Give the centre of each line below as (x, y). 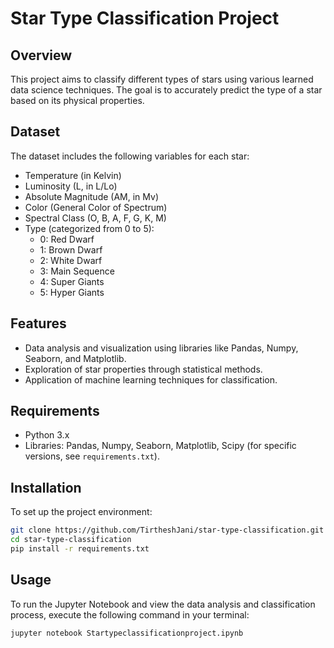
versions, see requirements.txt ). (92, 456)
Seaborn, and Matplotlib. (75, 358)
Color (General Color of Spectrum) (96, 207)
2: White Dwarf (71, 260)
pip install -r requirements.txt (80, 549)
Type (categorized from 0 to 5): (89, 228)
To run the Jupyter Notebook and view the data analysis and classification (163, 604)
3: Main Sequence (77, 271)
